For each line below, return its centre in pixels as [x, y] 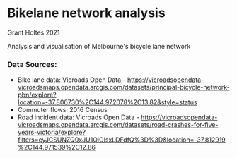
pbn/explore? [37, 95]
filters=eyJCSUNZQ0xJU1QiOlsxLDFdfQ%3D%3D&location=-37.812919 [122, 140]
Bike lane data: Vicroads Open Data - [71, 80]
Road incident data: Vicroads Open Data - [78, 117]
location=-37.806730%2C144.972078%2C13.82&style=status [107, 102]
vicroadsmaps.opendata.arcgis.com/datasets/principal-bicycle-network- [123, 87]
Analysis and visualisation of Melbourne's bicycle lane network [99, 46]
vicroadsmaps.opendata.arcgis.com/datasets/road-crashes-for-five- [118, 125]
